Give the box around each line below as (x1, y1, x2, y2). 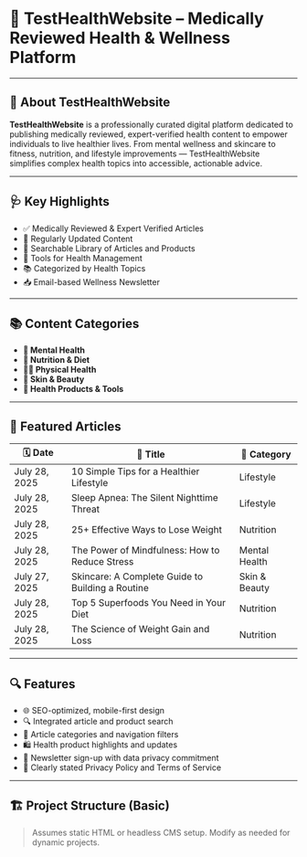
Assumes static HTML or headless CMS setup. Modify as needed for (31, 827, 291, 838)
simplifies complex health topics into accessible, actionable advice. (9, 157, 263, 168)
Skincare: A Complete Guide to (71, 570, 204, 583)
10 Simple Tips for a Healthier (71, 465, 200, 478)
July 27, (14, 570, 49, 583)
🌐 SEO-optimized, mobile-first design (22, 705, 165, 715)
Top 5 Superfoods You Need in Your (71, 597, 227, 609)
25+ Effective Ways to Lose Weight (71, 524, 222, 536)
